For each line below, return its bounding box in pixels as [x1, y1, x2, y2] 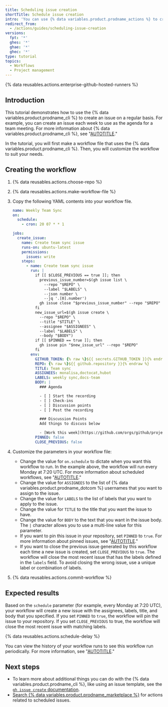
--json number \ [44, 291, 78, 296]
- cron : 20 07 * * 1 [21, 222, 64, 227]
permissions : [21, 249, 49, 254]
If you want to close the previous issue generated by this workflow [19, 543, 157, 549]
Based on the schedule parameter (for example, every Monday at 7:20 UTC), [5, 602, 162, 608]
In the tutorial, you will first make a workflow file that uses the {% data [5, 140, 149, 146]
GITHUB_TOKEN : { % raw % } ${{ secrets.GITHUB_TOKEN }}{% [34, 357, 151, 362]
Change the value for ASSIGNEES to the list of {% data [19, 479, 128, 486]
